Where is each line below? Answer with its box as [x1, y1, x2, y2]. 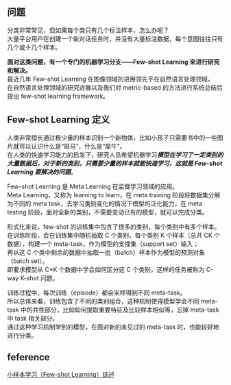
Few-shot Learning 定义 [7, 114, 110, 125]
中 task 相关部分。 [7, 314, 59, 322]
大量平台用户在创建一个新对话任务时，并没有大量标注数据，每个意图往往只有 [7, 34, 223, 42]
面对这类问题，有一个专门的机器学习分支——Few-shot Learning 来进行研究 [7, 58, 220, 66]
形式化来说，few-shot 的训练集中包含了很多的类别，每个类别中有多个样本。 [7, 222, 221, 231]
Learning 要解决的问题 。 [7, 167, 77, 176]
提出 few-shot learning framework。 [7, 92, 110, 100]
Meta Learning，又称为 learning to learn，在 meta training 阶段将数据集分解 [7, 190, 221, 199]
